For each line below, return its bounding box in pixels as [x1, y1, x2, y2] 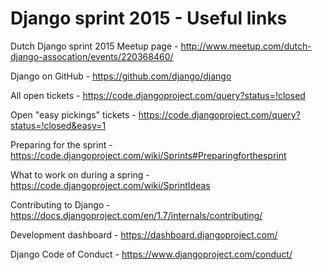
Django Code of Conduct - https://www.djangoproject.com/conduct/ [10, 248, 293, 260]
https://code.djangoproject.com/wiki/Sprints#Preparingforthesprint [10, 149, 287, 161]
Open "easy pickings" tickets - [10, 108, 137, 121]
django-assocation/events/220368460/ [10, 50, 174, 62]
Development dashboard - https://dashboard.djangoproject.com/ [10, 228, 278, 241]
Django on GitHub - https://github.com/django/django [10, 70, 232, 82]
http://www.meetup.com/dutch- [180, 40, 312, 52]
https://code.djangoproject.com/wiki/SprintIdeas [10, 179, 211, 191]
